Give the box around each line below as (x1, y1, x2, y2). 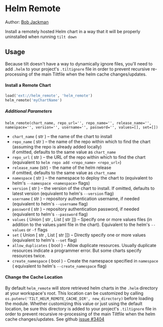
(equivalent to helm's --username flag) (12, 201, 88, 206)
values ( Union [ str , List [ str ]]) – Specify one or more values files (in (12, 216, 152, 222)
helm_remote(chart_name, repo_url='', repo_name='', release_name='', (5, 121, 152, 125)
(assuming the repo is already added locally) (12, 143, 102, 149)
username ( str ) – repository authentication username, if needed (12, 196, 140, 202)
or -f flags (26, 226, 48, 232)
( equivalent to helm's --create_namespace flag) (12, 263, 107, 269)
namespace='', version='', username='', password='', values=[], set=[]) (5, 125, 159, 130)
